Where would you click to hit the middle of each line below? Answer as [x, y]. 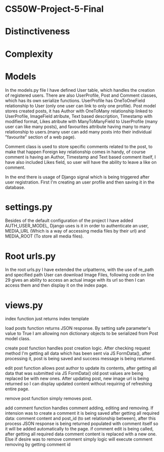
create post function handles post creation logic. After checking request [78, 348]
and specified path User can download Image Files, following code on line [80, 275]
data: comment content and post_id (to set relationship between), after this [81, 419]
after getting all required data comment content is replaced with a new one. [81, 434]
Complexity [29, 54]
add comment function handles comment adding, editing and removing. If [79, 408]
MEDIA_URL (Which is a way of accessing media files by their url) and [75, 231]
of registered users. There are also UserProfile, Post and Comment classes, [81, 95]
